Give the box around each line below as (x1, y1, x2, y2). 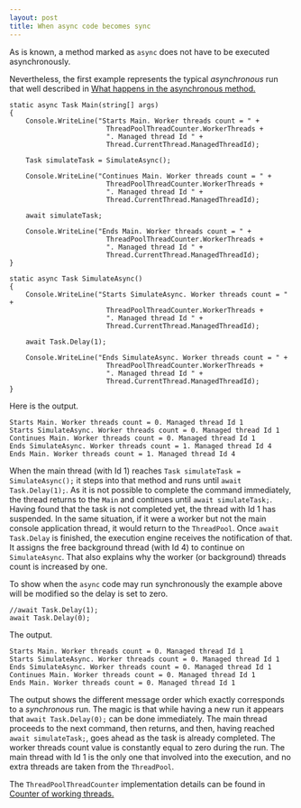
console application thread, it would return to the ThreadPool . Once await (9, 522, 279, 533)
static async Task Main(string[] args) (9, 100, 160, 109)
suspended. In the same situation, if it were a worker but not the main (9, 513, 267, 524)
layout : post (9, 13, 59, 23)
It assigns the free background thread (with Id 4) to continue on (9, 542, 245, 553)
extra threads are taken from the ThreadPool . (9, 761, 175, 772)
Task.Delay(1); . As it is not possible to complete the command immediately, (9, 484, 292, 495)
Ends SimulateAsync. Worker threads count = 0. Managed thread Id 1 (9, 662, 272, 672)
